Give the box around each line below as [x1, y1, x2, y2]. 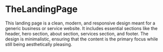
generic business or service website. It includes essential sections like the [5, 25, 158, 31]
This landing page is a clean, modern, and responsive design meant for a [5, 20, 155, 26]
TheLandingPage [5, 3, 78, 15]
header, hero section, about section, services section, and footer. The [5, 30, 148, 36]
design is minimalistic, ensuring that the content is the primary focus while [5, 36, 158, 42]
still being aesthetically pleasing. [5, 41, 72, 47]
